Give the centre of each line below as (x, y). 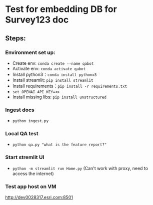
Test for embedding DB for (61, 9)
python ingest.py (30, 121)
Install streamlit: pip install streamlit (53, 80)
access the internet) (33, 174)
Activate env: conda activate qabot (49, 68)
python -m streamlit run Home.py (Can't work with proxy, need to (80, 168)
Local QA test (22, 134)
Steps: (15, 38)
